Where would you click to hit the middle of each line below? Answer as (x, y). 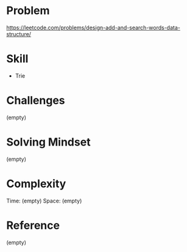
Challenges (36, 101)
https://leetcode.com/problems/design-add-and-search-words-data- (94, 28)
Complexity (36, 183)
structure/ (19, 34)
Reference (33, 225)
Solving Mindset (48, 142)
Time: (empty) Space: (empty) (44, 201)
